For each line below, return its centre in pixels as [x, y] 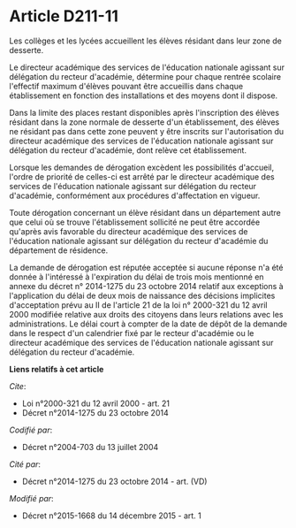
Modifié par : [32, 498]
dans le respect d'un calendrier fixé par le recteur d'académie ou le [132, 333]
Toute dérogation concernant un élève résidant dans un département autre [145, 212]
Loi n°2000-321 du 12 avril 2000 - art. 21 [96, 403]
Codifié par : [31, 430]
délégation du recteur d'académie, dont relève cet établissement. [128, 150]
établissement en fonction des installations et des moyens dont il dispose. [144, 96]
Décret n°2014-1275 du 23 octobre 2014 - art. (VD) [114, 481]
